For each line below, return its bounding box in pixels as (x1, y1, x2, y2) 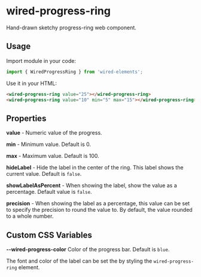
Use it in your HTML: (6, 80, 57, 87)
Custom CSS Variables (6, 230, 93, 240)
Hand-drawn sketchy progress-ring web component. (6, 24, 136, 31)
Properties (6, 113, 47, 123)
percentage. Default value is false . (6, 188, 92, 196)
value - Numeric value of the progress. (6, 129, 103, 136)
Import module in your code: (6, 57, 77, 64)
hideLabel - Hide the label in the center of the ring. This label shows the (6, 164, 184, 171)
